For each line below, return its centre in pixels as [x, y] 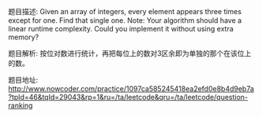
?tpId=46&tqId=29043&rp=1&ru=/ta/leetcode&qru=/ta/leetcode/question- [128, 97]
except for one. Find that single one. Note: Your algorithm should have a [125, 20]
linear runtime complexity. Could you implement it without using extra [121, 29]
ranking [21, 105]
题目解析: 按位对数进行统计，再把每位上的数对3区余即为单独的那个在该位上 [130, 53]
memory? [24, 37]
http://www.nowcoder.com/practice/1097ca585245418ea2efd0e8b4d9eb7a [131, 88]
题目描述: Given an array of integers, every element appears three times [125, 11]
